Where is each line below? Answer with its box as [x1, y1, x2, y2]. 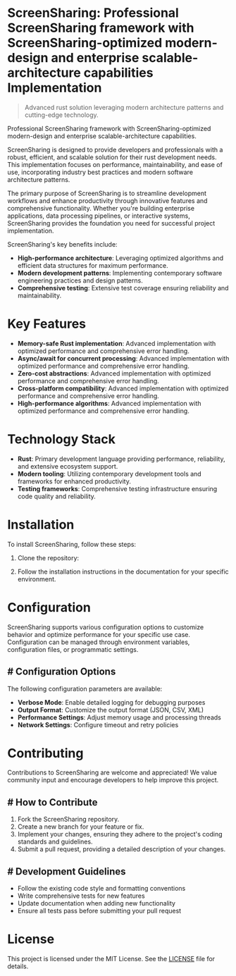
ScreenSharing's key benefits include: [7, 240, 118, 248]
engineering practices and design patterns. [17, 276, 143, 285]
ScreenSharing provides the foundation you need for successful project [7, 218, 216, 227]
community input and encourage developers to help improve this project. [7, 776, 219, 784]
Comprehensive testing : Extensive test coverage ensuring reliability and [17, 283, 229, 292]
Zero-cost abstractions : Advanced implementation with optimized [17, 369, 211, 378]
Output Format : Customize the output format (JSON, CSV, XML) [17, 705, 204, 714]
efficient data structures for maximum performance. [17, 261, 169, 269]
